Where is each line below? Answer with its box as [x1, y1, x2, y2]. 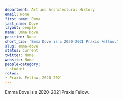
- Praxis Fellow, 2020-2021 [5, 75, 62, 80]
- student [5, 67, 25, 72]
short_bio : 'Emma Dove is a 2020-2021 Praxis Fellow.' [5, 39, 119, 44]
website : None [5, 57, 34, 62]
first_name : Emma [5, 16, 41, 21]
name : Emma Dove [5, 30, 38, 35]
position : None [5, 35, 36, 40]
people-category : [5, 62, 41, 67]
